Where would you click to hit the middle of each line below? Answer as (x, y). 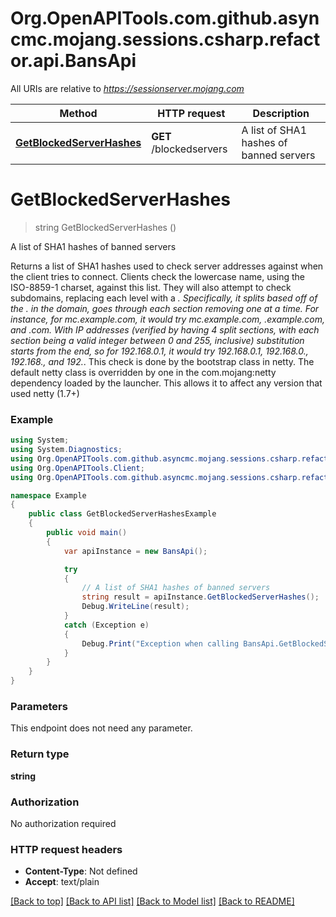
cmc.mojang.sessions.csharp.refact (165, 39)
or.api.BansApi (73, 61)
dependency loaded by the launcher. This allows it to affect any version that (166, 383)
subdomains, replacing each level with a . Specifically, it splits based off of (164, 298)
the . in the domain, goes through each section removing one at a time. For (165, 308)
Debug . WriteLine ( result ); (135, 607)
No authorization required (63, 823)
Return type (40, 754)
